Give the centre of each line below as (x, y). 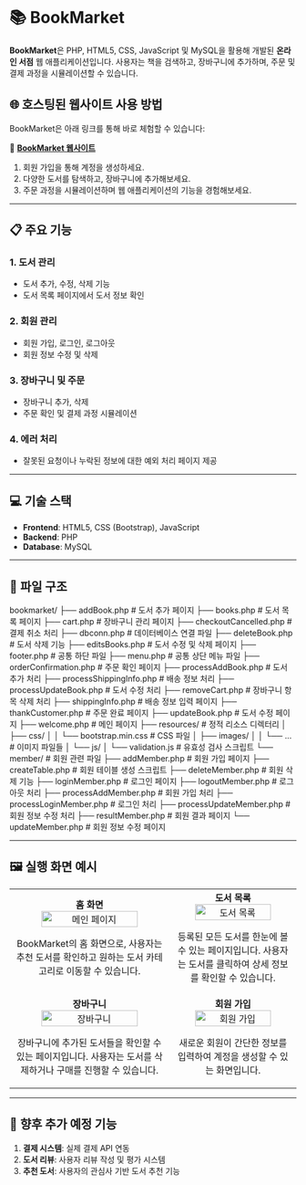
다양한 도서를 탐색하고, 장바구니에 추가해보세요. (107, 178)
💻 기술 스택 (41, 501)
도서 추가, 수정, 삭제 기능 (66, 284)
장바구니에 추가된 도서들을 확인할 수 (90, 1043)
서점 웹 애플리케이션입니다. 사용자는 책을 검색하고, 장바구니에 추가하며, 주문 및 (157, 61)
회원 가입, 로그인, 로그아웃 (69, 342)
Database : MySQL (57, 547)
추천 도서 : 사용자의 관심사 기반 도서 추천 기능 (101, 1170)
